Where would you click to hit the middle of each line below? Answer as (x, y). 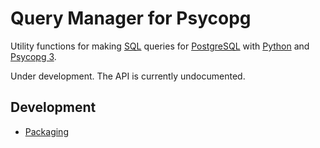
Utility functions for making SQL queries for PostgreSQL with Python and (160, 46)
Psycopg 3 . (33, 56)
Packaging (46, 131)
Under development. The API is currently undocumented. (128, 76)
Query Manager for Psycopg (131, 18)
